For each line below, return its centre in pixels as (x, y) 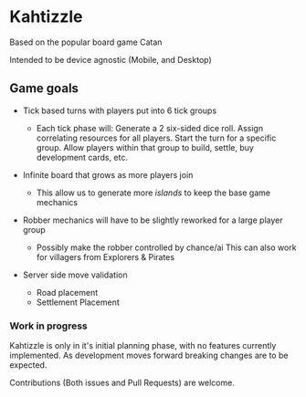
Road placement (67, 292)
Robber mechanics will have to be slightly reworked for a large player (153, 220)
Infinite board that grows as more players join (108, 174)
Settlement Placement (78, 302)
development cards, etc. (82, 157)
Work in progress (49, 326)
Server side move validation (75, 275)
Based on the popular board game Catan (86, 42)
